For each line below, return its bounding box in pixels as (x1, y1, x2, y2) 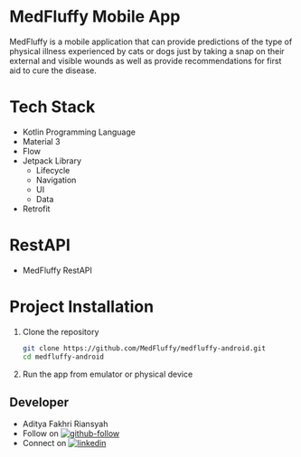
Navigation (35, 174, 77, 185)
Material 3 (22, 135, 61, 146)
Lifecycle (35, 164, 71, 175)
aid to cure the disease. (9, 65, 98, 76)
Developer (9, 395, 70, 410)
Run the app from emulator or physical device (22, 368, 193, 379)
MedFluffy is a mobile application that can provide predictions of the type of (9, 36, 293, 47)
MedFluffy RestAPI (22, 265, 93, 275)
